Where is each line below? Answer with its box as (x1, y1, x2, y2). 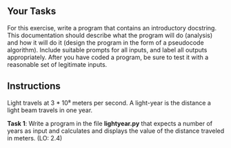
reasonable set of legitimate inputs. (7, 60, 108, 68)
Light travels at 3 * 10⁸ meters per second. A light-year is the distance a (7, 98, 212, 107)
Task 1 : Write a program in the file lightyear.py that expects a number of (7, 119, 212, 127)
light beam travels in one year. (7, 106, 93, 114)
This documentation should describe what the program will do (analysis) (7, 31, 213, 39)
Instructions (7, 81, 61, 92)
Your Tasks (7, 6, 57, 17)
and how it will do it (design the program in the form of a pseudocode (7, 38, 205, 47)
